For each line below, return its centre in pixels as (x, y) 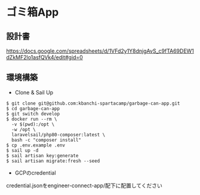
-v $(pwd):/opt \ (33, 124)
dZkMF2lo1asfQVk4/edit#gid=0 (45, 57)
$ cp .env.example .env (36, 145)
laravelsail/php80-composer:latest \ (59, 135)
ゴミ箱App (33, 12)
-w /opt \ (24, 129)
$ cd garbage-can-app (33, 108)
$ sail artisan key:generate (42, 156)
